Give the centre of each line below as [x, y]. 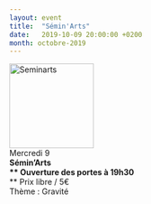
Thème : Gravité [39, 191]
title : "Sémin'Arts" [50, 26]
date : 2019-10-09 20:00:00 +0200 [76, 34]
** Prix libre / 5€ [40, 182]
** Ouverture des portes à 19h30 [72, 172]
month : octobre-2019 [48, 43]
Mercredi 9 [30, 153]
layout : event [36, 18]
